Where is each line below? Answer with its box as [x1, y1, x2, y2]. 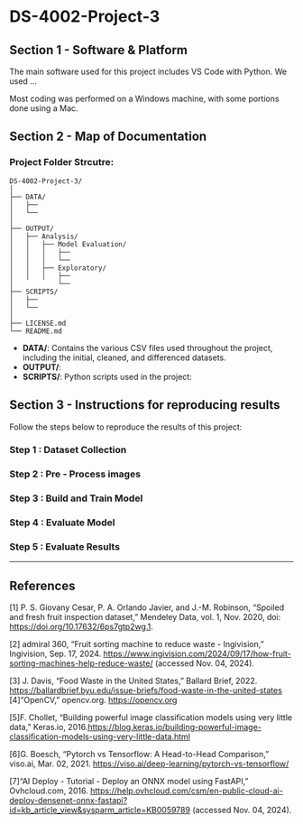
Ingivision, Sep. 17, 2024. [9, 648, 102, 660]
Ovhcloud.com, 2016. [9, 785, 88, 796]
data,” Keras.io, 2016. [9, 722, 88, 733]
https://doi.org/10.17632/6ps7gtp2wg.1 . [9, 621, 153, 633]
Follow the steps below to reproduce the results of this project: [9, 421, 243, 432]
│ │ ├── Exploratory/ [9, 264, 106, 273]
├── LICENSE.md [9, 319, 67, 328]
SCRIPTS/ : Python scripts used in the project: [22, 371, 192, 382]
